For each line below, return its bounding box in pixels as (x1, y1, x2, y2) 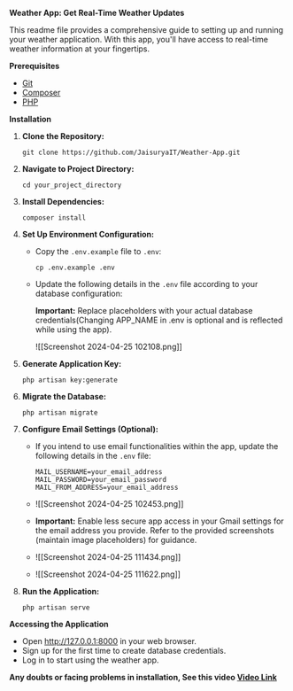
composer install (21, 214, 87, 222)
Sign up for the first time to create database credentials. (21, 646, 227, 656)
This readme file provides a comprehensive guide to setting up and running (9, 25, 284, 35)
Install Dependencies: (21, 197, 104, 206)
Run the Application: (21, 586, 100, 596)
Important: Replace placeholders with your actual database (35, 306, 253, 315)
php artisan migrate (21, 408, 98, 417)
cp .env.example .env (35, 263, 115, 272)
